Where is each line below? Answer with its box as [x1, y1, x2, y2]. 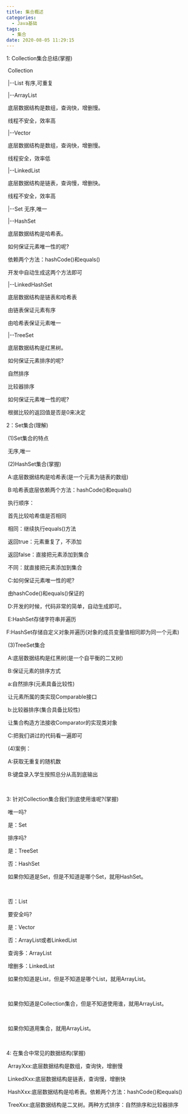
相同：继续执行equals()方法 [7, 525, 76, 532]
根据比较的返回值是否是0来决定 [7, 409, 86, 416]
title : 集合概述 [6, 9, 44, 15]
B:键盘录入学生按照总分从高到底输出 [7, 771, 98, 778]
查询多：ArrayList [7, 950, 52, 956]
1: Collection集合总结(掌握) [6, 55, 73, 61]
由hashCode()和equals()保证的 [7, 590, 85, 597]
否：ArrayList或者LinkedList [7, 936, 78, 944]
